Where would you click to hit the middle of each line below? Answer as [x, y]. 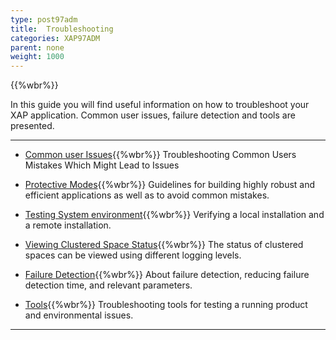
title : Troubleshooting [62, 29]
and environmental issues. [79, 315]
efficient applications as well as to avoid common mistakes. [147, 195]
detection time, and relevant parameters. [108, 285]
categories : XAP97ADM [55, 38]
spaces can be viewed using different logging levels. [133, 255]
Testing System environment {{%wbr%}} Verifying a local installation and [174, 215]
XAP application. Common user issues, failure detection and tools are [153, 115]
